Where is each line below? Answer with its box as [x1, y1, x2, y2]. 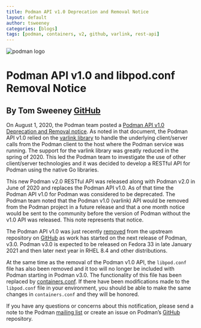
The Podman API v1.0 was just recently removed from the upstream [6, 228, 173, 235]
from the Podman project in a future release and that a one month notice [6, 203, 185, 211]
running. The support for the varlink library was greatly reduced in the [6, 147, 179, 154]
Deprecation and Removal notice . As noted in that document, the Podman [6, 128, 188, 135]
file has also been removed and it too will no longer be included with [6, 265, 175, 273]
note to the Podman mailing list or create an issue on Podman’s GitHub [6, 309, 180, 316]
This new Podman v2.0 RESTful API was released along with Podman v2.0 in [6, 178, 196, 185]
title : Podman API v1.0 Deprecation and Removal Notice [6, 8, 149, 15]
